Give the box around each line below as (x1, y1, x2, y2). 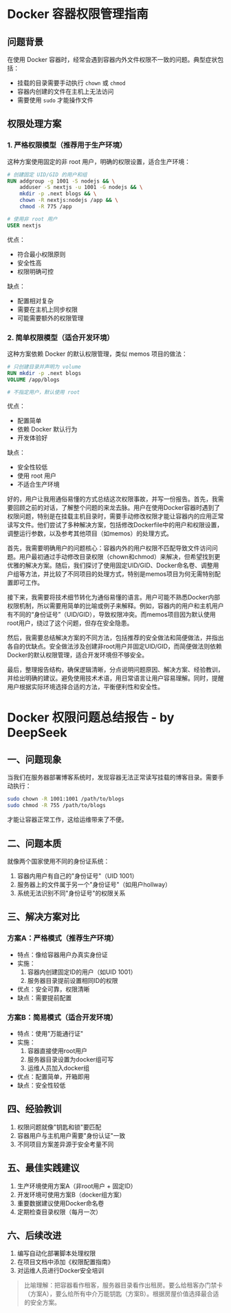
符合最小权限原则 (16, 250, 66, 258)
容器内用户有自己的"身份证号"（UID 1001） (16, 872, 139, 880)
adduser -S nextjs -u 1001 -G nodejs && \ (19, 184, 143, 191)
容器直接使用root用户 (27, 1047, 88, 1055)
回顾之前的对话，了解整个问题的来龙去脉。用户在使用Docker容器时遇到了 (12, 504, 221, 512)
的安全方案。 (23, 1299, 60, 1307)
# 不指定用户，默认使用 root (7, 389, 80, 396)
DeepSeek (7, 724, 67, 740)
